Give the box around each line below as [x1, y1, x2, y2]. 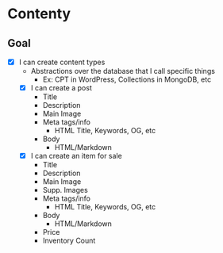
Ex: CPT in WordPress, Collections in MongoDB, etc [42, 75, 212, 84]
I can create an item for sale [30, 151, 122, 161]
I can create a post [30, 83, 92, 93]
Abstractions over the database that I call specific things [30, 67, 216, 76]
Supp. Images [42, 186, 88, 195]
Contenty [7, 5, 71, 23]
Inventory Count [42, 236, 96, 246]
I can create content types [18, 57, 106, 67]
